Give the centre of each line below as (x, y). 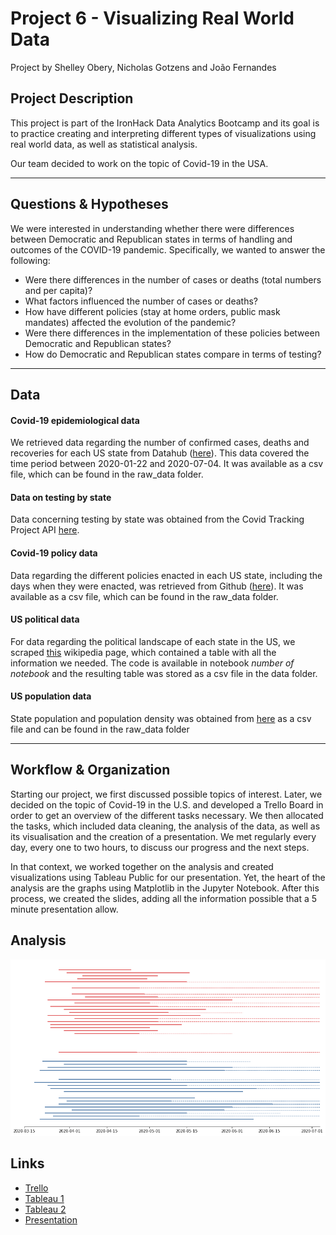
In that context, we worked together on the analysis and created (142, 866)
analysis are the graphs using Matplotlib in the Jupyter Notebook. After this (165, 888)
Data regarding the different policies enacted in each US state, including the (166, 575)
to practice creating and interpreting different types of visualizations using (163, 133)
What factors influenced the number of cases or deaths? (141, 301)
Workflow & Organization (90, 770)
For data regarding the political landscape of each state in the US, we (153, 641)
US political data (45, 619)
